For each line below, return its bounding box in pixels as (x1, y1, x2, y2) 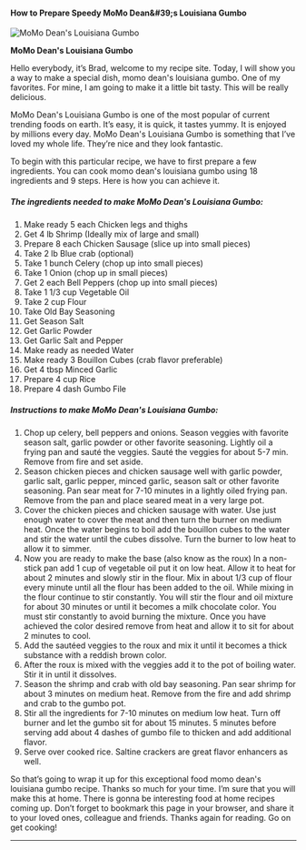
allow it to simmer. (23, 543, 92, 554)
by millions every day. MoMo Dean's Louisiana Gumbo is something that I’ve (10, 128, 296, 140)
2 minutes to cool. (23, 631, 92, 642)
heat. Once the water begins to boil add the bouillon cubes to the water (23, 524, 290, 535)
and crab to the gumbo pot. (23, 698, 126, 709)
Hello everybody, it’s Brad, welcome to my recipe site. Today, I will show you (10, 63, 296, 74)
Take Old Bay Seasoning (23, 306, 115, 318)
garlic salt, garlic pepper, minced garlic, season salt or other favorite (23, 476, 280, 487)
